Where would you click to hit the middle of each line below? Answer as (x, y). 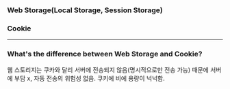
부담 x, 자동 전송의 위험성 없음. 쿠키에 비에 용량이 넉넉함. (90, 78)
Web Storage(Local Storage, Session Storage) (85, 10)
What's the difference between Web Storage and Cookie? (105, 54)
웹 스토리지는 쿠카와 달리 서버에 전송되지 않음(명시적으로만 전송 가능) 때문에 (108, 69)
